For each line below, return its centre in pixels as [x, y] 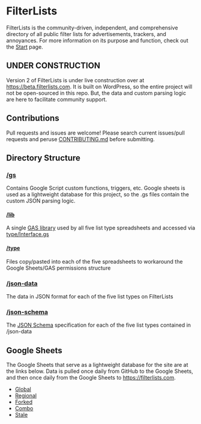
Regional [26, 396]
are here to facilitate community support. [57, 99]
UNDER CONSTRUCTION [53, 66]
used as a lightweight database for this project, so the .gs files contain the [97, 195]
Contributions [33, 118]
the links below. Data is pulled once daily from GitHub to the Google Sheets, [100, 371]
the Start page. [25, 47]
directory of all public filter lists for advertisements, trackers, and [86, 34]
